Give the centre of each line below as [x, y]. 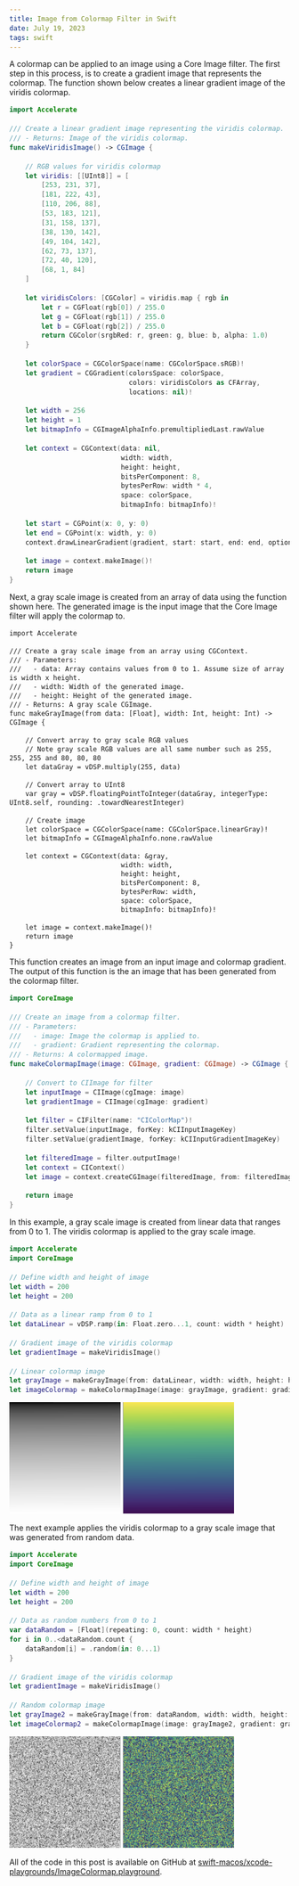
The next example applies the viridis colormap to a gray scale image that [142, 1528]
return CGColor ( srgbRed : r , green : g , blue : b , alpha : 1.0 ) [155, 336]
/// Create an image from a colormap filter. [95, 1017]
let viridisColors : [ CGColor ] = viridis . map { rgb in [127, 298]
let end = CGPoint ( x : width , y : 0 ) [91, 533]
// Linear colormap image [57, 1371]
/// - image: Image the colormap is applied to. [105, 1036]
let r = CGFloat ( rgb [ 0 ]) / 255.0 [103, 307]
